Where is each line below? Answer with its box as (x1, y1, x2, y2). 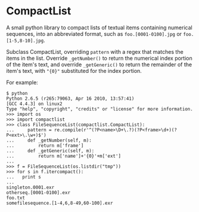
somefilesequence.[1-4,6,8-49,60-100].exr (6, 200, 113, 206)
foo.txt (6, 195, 26, 201)
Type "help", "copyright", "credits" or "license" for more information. (6, 106, 194, 112)
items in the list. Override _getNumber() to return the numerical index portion (6, 54, 192, 62)
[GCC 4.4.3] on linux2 (6, 100, 63, 107)
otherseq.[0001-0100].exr (6, 189, 70, 195)
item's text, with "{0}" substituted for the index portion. (6, 67, 142, 74)
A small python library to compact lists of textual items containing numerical (6, 24, 192, 31)
